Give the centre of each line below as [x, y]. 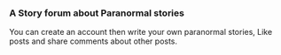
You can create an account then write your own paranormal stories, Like [141, 32]
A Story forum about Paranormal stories [97, 13]
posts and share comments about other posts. [94, 41]
